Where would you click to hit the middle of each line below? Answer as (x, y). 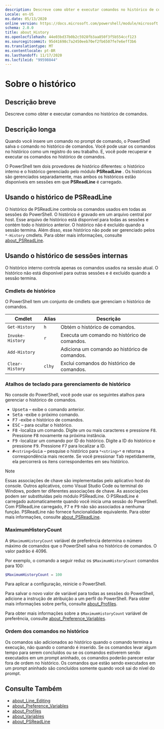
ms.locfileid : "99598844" (31, 60)
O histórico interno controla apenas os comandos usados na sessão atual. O (82, 267)
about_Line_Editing (31, 701)
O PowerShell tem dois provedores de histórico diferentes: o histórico (75, 166)
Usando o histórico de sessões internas (66, 256)
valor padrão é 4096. (26, 551)
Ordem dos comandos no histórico (47, 631)
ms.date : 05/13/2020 (26, 19)
